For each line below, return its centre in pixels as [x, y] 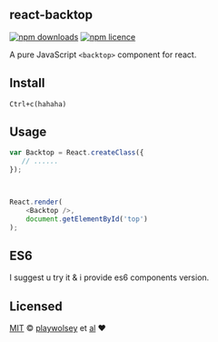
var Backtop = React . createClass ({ [77, 153]
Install [27, 83]
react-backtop [51, 15]
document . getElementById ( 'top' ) [87, 219]
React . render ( [36, 202]
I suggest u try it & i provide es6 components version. [109, 277]
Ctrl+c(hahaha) [38, 104]
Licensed [36, 306]
